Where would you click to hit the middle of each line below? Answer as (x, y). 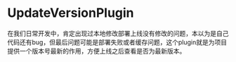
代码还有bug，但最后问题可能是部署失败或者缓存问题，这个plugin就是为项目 (117, 42)
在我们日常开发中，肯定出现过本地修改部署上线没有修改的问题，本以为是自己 (118, 33)
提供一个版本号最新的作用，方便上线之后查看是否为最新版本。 (97, 51)
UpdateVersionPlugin (71, 13)
